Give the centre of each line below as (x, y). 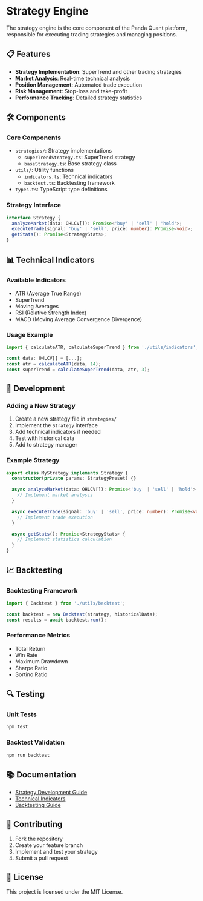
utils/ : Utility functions (44, 170)
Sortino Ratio (31, 674)
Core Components (34, 138)
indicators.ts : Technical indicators (68, 176)
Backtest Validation (36, 742)
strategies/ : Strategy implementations (63, 151)
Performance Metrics (38, 636)
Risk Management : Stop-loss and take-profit (71, 91)
